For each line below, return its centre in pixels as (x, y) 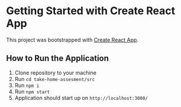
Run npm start (32, 91)
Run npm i (27, 85)
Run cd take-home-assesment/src (55, 79)
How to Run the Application (58, 58)
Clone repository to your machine (55, 73)
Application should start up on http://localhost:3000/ (81, 98)
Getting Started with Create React (91, 11)
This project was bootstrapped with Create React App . (72, 40)
